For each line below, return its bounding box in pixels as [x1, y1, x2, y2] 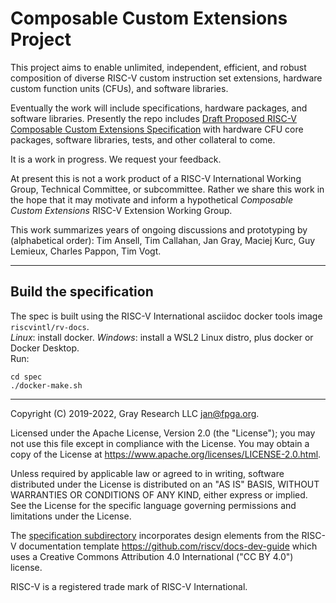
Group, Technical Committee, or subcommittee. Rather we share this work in [10, 183, 325, 195]
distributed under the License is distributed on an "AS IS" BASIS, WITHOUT [10, 478, 320, 490]
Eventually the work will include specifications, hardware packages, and [10, 102, 308, 114]
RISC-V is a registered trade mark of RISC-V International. [10, 580, 248, 592]
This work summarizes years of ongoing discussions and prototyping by [10, 223, 308, 236]
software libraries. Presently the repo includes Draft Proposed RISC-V [10, 112, 298, 124]
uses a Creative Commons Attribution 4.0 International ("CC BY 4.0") [10, 550, 294, 562]
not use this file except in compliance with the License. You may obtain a [10, 437, 310, 449]
